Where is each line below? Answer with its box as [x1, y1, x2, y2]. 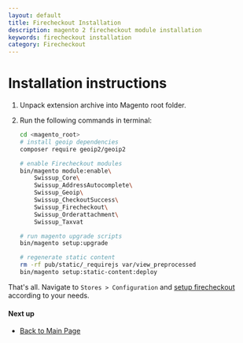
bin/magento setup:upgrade [19, 239, 109, 247]
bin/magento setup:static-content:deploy [19, 268, 157, 276]
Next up [8, 308, 35, 318]
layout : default [8, 11, 61, 20]
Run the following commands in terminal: [19, 115, 152, 126]
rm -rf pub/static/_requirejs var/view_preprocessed [19, 261, 197, 269]
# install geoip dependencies [19, 138, 120, 146]
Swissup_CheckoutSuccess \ [34, 196, 120, 204]
